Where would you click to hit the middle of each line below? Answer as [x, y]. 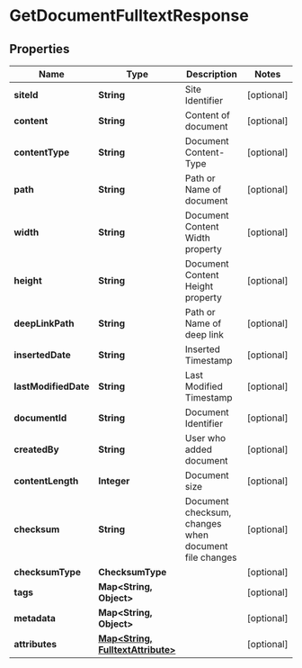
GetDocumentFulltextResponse [129, 16]
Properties [40, 49]
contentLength [46, 481]
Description [212, 74]
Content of [208, 115]
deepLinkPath [44, 323]
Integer [114, 481]
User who [205, 438]
